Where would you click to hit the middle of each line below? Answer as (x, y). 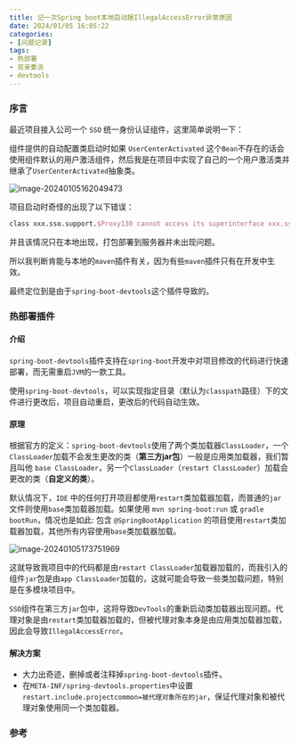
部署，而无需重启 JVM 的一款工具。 (70, 372)
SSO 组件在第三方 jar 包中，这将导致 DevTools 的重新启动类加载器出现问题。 (142, 609)
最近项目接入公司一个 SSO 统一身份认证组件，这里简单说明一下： (127, 129)
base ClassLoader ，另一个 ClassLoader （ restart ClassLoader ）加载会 (162, 468)
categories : (31, 34)
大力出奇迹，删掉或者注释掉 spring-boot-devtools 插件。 (124, 675)
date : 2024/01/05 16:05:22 (59, 26)
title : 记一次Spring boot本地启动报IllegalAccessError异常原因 (121, 17)
